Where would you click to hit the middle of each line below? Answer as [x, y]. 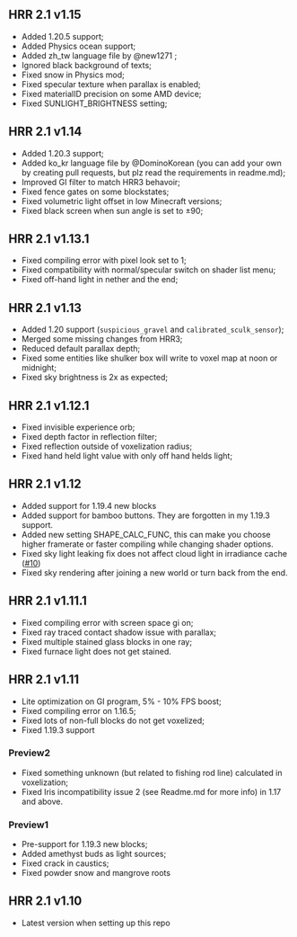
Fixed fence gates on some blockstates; [95, 192]
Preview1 [29, 825]
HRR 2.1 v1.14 [45, 132]
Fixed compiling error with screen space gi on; [107, 622]
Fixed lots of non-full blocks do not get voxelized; [113, 720]
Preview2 [30, 753]
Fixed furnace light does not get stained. [96, 651]
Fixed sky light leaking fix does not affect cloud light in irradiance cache [154, 553]
